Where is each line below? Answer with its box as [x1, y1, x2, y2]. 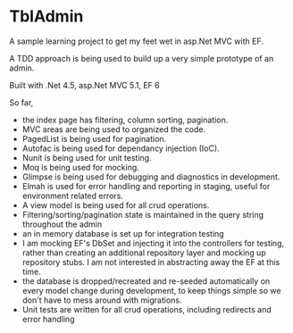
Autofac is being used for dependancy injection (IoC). [21, 143, 221, 154]
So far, [9, 96, 34, 108]
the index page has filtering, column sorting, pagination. [21, 114, 229, 125]
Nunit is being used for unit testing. [21, 152, 152, 162]
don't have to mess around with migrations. [21, 295, 182, 305]
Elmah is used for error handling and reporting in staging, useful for [21, 180, 271, 191]
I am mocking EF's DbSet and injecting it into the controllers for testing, [21, 237, 284, 248]
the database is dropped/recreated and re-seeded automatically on [21, 275, 271, 287]
